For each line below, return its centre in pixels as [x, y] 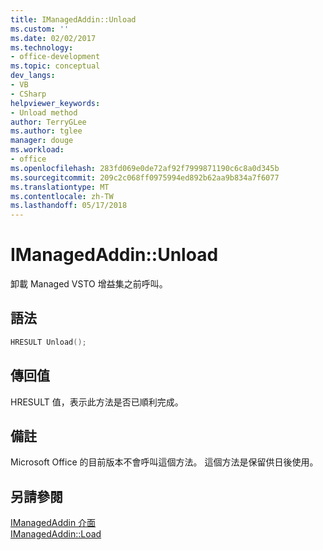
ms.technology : [42, 47]
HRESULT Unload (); [48, 342]
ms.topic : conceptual [55, 66]
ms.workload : [37, 150]
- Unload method [44, 112]
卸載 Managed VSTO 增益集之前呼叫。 [89, 284]
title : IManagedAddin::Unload [73, 19]
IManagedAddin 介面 [53, 523]
